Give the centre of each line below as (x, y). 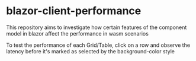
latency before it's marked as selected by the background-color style (90, 51)
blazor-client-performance (74, 11)
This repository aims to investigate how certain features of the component (97, 27)
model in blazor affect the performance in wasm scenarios (78, 33)
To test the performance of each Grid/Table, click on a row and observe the (98, 45)
